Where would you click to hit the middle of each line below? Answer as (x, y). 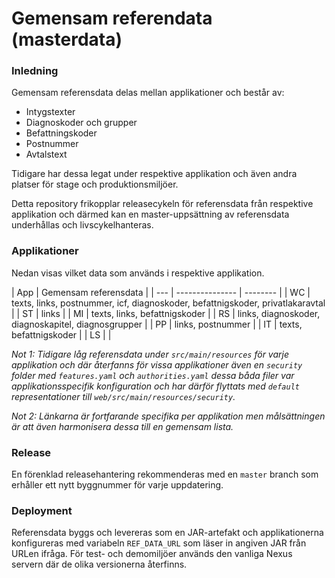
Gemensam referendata (112, 18)
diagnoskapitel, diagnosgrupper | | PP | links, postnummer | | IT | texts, (157, 324)
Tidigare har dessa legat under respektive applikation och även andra (154, 174)
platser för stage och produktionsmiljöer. (95, 184)
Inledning (35, 71)
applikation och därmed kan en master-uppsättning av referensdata (150, 214)
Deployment (42, 510)
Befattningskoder (61, 133)
